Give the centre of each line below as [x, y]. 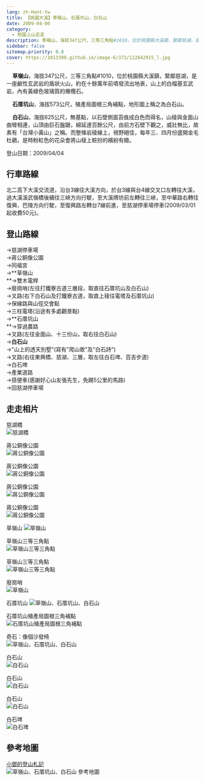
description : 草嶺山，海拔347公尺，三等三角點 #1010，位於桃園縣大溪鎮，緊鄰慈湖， [101, 40]
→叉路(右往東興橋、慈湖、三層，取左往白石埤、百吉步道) [78, 357]
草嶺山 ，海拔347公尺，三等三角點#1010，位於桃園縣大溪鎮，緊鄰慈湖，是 [104, 76]
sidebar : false [26, 47]
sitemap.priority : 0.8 [35, 52]
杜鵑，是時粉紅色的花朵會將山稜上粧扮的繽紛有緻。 [70, 140]
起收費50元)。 [24, 213]
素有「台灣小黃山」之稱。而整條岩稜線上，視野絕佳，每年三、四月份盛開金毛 [103, 132]
